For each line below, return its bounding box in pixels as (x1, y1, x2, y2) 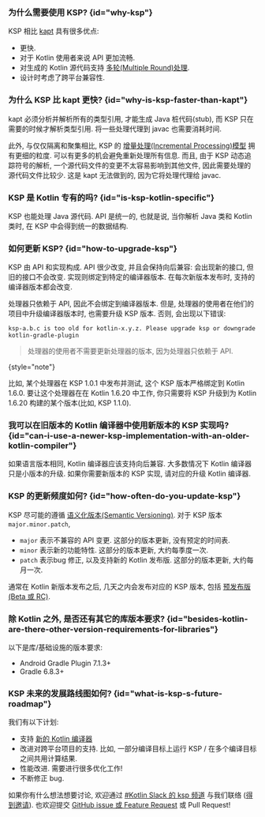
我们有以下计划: (8, 717, 59, 727)
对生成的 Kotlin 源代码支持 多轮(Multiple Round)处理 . (19, 63, 190, 73)
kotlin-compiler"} (8, 440, 77, 451)
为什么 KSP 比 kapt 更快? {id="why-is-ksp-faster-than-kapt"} (8, 95, 248, 106)
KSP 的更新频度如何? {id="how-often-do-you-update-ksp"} (8, 491, 241, 502)
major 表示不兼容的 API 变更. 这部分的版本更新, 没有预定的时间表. (19, 535, 230, 544)
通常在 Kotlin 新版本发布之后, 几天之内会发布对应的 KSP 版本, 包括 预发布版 (8, 582, 251, 591)
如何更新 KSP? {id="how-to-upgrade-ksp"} (8, 243, 177, 254)
